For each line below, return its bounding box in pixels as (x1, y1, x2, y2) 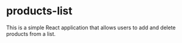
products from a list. (6, 30, 56, 37)
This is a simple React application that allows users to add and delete (6, 24, 176, 31)
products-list (6, 4, 73, 18)
